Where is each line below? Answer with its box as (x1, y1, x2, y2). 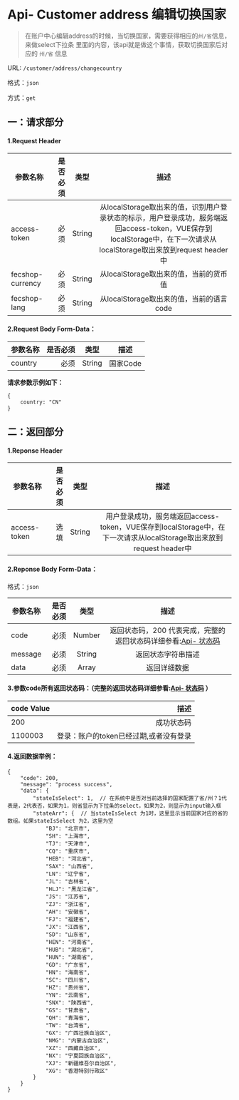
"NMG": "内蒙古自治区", (45, 1037, 110, 1044)
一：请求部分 (7, 116, 64, 128)
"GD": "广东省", (45, 961, 91, 968)
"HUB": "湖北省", (45, 946, 94, 953)
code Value (11, 703, 51, 713)
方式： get (7, 93, 36, 102)
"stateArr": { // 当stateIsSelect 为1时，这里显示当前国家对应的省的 (33, 810, 228, 817)
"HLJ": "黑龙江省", (45, 885, 100, 893)
